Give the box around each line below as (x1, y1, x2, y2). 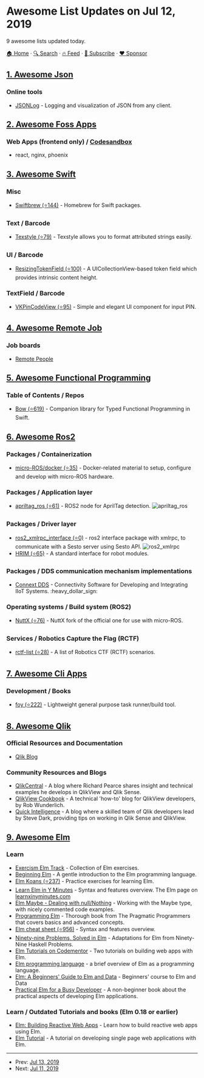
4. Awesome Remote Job (6, 323, 102, 333)
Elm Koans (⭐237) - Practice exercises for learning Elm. (15, 877, 154, 884)
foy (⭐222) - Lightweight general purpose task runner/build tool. (15, 701, 176, 708)
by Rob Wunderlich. (15, 801, 65, 809)
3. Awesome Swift (6, 169, 76, 179)
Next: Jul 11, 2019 (15, 1065, 59, 1073)
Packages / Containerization (6, 449, 92, 458)
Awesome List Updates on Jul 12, (6, 4, 176, 18)
